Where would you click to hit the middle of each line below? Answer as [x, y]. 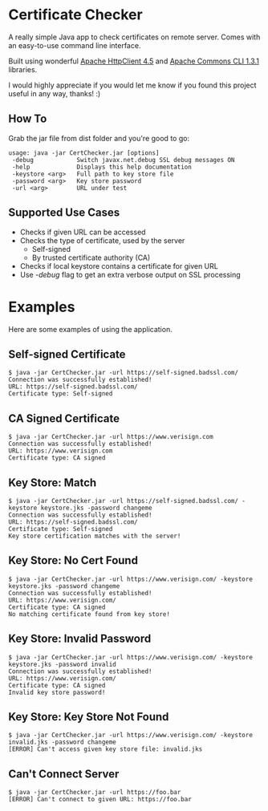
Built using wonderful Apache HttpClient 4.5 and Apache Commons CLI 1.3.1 [134, 61]
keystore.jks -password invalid [62, 664]
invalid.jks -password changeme [62, 742]
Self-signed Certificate [67, 354]
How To [28, 119]
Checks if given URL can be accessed [83, 232]
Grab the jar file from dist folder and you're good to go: [99, 138]
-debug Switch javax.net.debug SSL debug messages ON [123, 160]
